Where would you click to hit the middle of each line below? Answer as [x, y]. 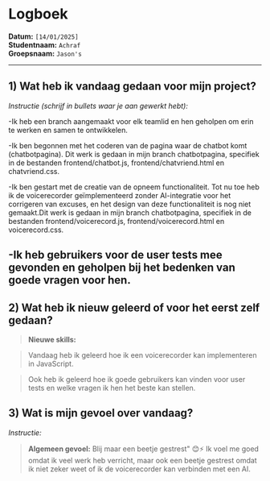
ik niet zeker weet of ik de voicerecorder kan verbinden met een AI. [139, 469]
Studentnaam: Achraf [45, 44]
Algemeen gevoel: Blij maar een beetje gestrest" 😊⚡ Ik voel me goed [143, 449]
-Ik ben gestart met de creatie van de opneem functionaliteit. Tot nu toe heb [134, 187]
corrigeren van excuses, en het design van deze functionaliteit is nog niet [130, 204]
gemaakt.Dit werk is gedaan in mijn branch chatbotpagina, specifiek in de [130, 212]
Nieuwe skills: [52, 339]
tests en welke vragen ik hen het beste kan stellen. [112, 388]
